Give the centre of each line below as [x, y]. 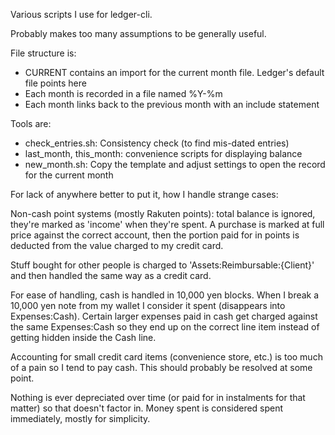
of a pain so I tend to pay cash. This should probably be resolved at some [161, 367]
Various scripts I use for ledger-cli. [81, 14]
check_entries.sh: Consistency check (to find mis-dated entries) [157, 143]
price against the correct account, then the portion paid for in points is [155, 235]
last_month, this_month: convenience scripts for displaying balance [163, 153]
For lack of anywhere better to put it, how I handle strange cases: [144, 194]
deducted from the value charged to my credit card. [117, 245]
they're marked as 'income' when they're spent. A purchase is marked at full [167, 224]
